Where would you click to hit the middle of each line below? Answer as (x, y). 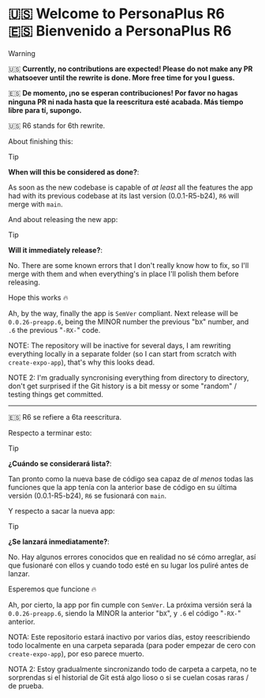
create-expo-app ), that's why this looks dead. (82, 362)
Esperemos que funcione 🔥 (52, 589)
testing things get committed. (56, 394)
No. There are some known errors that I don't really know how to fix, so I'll (129, 265)
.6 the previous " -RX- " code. (54, 330)
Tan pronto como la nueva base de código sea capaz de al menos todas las (131, 478)
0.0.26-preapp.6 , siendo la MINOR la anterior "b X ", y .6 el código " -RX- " (125, 613)
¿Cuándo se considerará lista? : (60, 463)
